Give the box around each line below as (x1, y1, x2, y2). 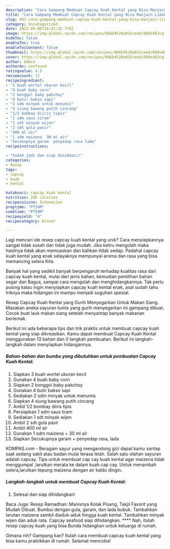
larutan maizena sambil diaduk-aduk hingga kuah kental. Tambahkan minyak (6, 512, 164, 518)
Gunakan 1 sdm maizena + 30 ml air (13, 431, 88, 437)
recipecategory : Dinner (6, 219, 56, 224)
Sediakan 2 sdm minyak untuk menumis (13, 393, 96, 399)
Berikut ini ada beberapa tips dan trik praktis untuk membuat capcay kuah (6, 325, 159, 331)
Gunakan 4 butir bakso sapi (13, 388, 71, 394)
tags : (6, 167, 17, 172)
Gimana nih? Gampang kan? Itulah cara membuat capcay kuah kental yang (6, 532, 161, 539)
